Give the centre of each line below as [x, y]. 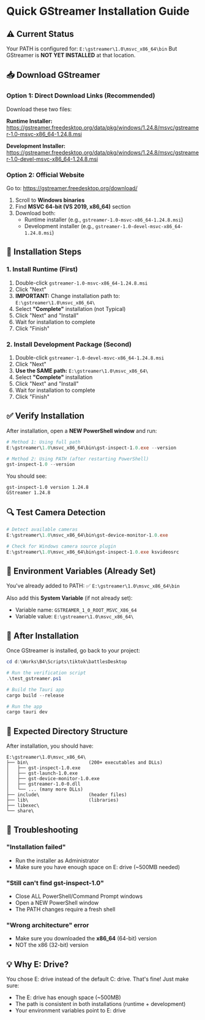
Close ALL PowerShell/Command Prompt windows [79, 896]
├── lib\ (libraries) [63, 800]
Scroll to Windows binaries [50, 200]
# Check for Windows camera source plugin [61, 546]
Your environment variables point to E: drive [70, 1011]
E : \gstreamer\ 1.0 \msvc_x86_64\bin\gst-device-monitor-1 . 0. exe [87, 535]
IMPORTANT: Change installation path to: [68, 296]
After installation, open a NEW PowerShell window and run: [82, 431]
